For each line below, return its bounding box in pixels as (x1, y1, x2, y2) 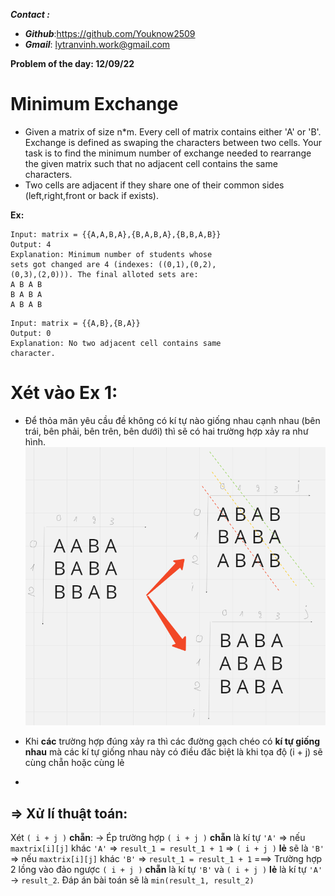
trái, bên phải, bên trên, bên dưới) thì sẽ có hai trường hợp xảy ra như (24, 425, 309, 437)
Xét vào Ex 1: (10, 382, 118, 404)
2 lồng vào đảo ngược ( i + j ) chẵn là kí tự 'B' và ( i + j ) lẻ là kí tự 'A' (10, 864, 323, 876)
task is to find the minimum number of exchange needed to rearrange (24, 147, 312, 159)
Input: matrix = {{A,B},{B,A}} (10, 318, 141, 328)
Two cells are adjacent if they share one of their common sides (24, 179, 285, 191)
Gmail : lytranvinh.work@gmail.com (24, 39, 171, 50)
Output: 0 (10, 328, 52, 338)
